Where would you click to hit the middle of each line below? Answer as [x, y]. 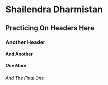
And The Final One [25, 78]
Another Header [25, 42]
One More [16, 65]
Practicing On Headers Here [50, 28]
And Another [19, 54]
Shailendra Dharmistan [54, 9]
